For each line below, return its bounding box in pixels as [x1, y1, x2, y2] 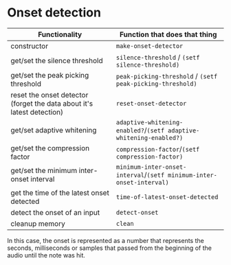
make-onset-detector [115, 42, 184, 49]
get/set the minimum [10, 165, 78, 175]
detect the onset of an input [10, 207, 100, 217]
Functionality [37, 30, 82, 39]
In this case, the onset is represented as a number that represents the [7, 236, 204, 244]
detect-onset [115, 208, 159, 216]
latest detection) [10, 107, 64, 117]
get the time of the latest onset [10, 187, 110, 197]
